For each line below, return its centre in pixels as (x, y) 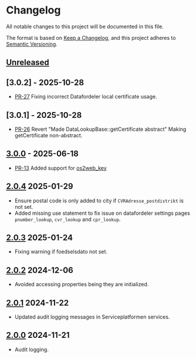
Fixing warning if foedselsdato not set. (61, 252)
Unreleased (28, 62)
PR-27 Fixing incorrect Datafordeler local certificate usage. (86, 97)
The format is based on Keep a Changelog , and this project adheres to (91, 38)
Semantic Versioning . (32, 44)
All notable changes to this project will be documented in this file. (85, 26)
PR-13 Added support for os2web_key (60, 168)
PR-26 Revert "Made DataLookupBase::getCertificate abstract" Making (100, 129)
